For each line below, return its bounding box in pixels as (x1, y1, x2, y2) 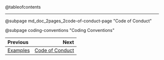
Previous (7, 39, 29, 45)
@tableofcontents (5, 4, 41, 10)
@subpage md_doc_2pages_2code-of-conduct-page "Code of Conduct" (5, 18, 152, 24)
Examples (7, 47, 30, 54)
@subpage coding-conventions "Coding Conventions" (5, 28, 115, 33)
